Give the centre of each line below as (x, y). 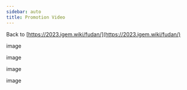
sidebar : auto (24, 12)
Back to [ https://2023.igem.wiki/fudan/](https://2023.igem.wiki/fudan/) (93, 34)
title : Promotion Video (36, 17)
